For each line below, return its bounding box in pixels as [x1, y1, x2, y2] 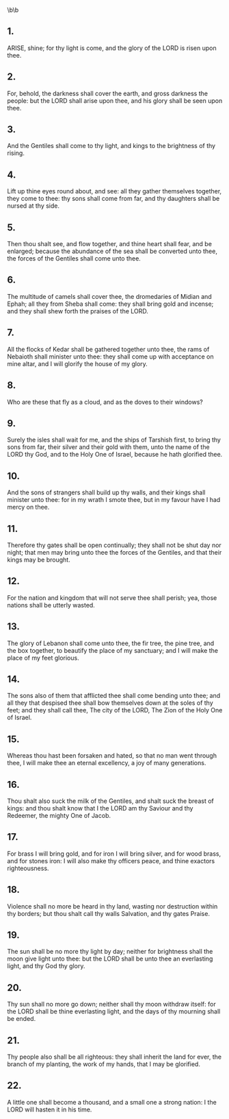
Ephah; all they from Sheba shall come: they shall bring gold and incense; [7, 300, 214, 308]
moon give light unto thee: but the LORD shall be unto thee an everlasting [7, 954, 213, 963]
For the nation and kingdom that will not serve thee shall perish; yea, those [7, 593, 217, 602]
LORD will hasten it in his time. [7, 1105, 92, 1114]
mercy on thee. [7, 503, 50, 512]
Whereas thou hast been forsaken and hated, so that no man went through [7, 751, 217, 760]
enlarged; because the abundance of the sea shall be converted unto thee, [7, 247, 217, 256]
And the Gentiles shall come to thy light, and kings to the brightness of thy [7, 142, 216, 150]
